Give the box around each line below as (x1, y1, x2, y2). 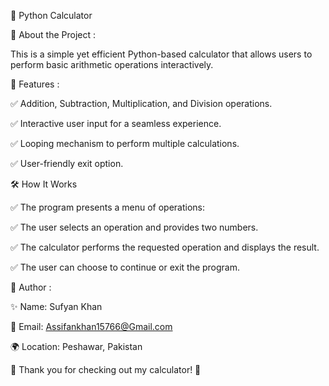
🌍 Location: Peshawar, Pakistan (10, 341, 143, 352)
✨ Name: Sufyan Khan (10, 301, 103, 312)
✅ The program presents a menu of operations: (10, 201, 206, 213)
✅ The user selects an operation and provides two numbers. (10, 221, 259, 233)
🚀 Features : (10, 78, 60, 90)
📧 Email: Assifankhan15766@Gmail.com (10, 321, 173, 332)
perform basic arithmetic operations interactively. (10, 59, 214, 70)
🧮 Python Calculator (10, 10, 93, 21)
